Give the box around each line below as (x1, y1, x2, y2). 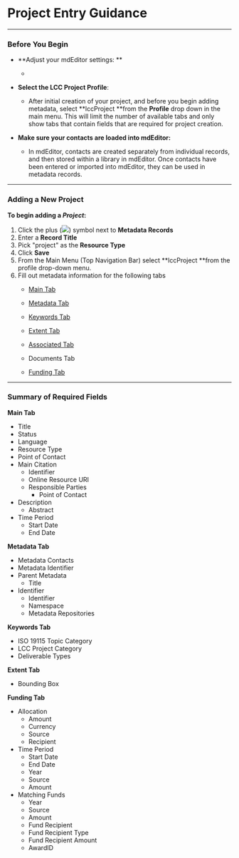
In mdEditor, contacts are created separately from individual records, (28, 148, 230, 156)
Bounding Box (17, 679, 59, 688)
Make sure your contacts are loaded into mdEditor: (17, 133, 171, 142)
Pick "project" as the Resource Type (17, 240, 126, 249)
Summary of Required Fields (7, 392, 108, 402)
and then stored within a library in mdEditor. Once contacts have (28, 155, 217, 163)
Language (17, 437, 48, 446)
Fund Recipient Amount (28, 836, 97, 844)
